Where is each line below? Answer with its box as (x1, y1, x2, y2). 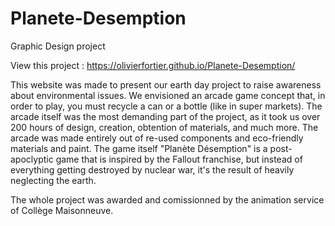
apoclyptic (10, 153, 54, 165)
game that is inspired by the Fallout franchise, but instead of (55, 153, 303, 165)
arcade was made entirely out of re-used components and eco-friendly (10, 132, 304, 144)
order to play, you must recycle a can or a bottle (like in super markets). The (10, 100, 323, 112)
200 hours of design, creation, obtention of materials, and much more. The (10, 121, 319, 133)
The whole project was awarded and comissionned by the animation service (10, 193, 325, 206)
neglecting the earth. (10, 174, 97, 186)
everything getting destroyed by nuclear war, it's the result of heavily (10, 163, 295, 176)
